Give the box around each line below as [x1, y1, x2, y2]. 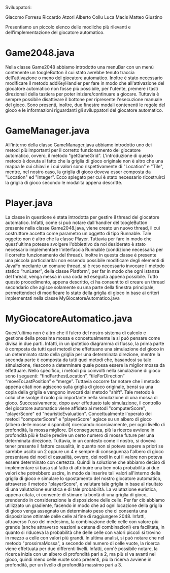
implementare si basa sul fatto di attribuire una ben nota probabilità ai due [5, 464, 160, 470]
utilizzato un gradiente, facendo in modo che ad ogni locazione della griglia [5, 502, 162, 508]
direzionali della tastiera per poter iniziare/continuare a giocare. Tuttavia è [5, 91, 159, 97]
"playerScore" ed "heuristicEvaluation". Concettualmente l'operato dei [5, 410, 152, 417]
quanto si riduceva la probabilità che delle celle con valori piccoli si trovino [5, 529, 161, 535]
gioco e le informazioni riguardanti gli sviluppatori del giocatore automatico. [5, 107, 163, 113]
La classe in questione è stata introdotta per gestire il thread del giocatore [5, 214, 160, 220]
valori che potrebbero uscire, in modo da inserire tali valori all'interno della [5, 470, 161, 476]
